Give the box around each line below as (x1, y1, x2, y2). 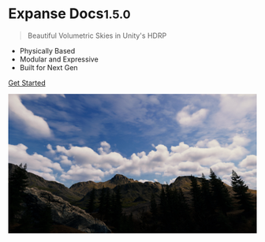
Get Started (8, 78, 46, 87)
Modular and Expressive (19, 54, 99, 64)
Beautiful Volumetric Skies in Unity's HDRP (27, 31, 167, 40)
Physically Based (19, 46, 76, 55)
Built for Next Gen (19, 62, 78, 72)
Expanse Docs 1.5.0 (8, 5, 131, 23)
